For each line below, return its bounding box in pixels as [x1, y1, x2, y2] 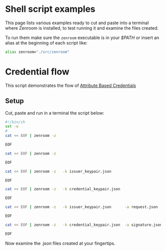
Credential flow [5, 66, 70, 77]
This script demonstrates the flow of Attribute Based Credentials [5, 83, 136, 88]
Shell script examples [5, 3, 95, 15]
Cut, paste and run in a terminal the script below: [5, 110, 105, 116]
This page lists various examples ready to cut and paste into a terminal [5, 20, 149, 26]
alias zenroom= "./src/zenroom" [5, 49, 70, 54]
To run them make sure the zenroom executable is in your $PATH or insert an [5, 35, 160, 41]
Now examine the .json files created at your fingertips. [5, 240, 116, 246]
